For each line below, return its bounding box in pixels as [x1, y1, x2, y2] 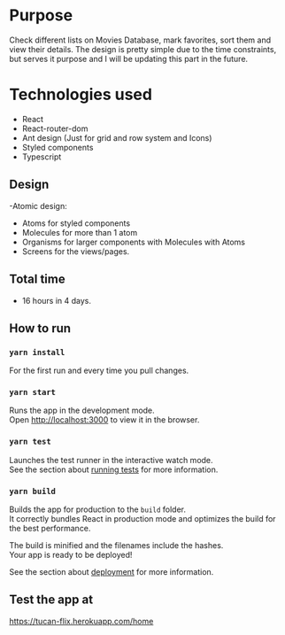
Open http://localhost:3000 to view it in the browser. [9, 414, 200, 425]
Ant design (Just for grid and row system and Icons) [21, 132, 212, 143]
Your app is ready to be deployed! [9, 550, 133, 561]
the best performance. [9, 523, 91, 534]
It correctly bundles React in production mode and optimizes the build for [9, 514, 276, 524]
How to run [9, 321, 72, 336]
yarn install [9, 347, 65, 357]
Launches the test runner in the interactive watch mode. [9, 454, 214, 465]
